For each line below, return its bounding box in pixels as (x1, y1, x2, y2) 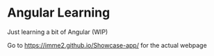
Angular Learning (7, 5, 110, 21)
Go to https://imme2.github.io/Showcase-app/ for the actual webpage (7, 41, 207, 49)
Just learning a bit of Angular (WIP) (7, 28, 108, 36)
